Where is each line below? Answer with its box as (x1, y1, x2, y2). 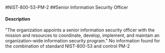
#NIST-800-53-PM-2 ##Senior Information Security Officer (5, 5, 128, 10)
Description (5, 16, 31, 22)
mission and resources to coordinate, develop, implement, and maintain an (5, 32, 160, 38)
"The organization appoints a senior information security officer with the (5, 27, 155, 33)
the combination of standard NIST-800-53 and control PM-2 (5, 43, 130, 49)
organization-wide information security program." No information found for (5, 38, 160, 44)
